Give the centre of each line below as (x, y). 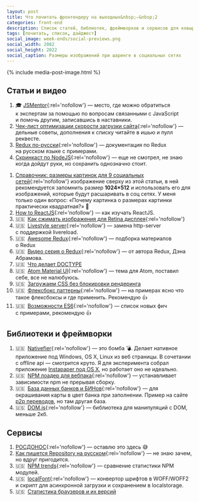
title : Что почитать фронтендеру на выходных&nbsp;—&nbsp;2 (82, 17)
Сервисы (25, 433)
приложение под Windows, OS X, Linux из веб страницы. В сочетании (103, 357)
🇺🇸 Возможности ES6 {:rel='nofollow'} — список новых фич (91, 306)
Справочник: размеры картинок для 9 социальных (79, 175)
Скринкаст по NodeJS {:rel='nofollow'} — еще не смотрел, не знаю (99, 157)
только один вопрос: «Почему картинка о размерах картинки (94, 200)
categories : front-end (35, 22)
